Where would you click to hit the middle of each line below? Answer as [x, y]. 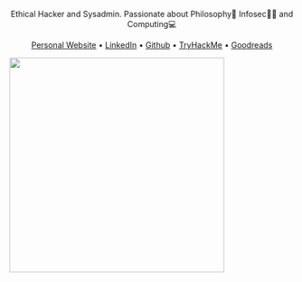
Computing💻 [152, 24]
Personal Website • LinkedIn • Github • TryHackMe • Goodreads [152, 45]
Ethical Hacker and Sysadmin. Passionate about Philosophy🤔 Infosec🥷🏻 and [152, 14]
